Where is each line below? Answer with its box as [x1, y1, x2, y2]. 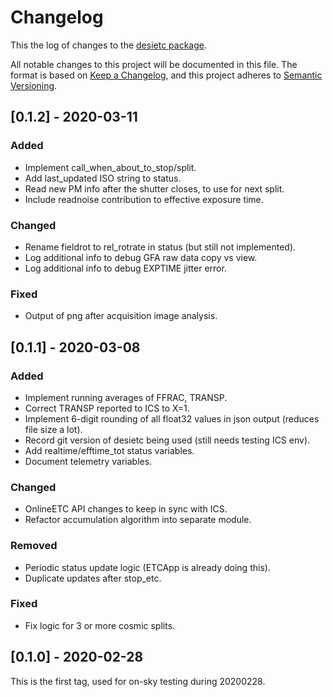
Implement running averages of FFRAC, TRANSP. [24, 391, 228, 403]
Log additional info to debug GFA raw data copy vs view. [24, 251, 258, 263]
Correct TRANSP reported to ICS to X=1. [24, 402, 190, 414]
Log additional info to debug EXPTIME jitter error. [24, 262, 227, 274]
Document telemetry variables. [24, 455, 153, 467]
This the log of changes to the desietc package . [10, 39, 207, 51]
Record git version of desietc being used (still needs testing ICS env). [24, 434, 311, 446]
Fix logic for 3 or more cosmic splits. [24, 619, 176, 631]
